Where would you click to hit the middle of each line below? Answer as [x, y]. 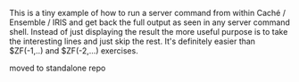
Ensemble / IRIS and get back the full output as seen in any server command [149, 22]
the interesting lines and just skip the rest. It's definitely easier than [133, 41]
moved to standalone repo [58, 68]
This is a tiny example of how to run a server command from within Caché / [147, 13]
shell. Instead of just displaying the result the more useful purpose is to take [149, 32]
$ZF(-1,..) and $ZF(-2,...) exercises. [74, 51]
